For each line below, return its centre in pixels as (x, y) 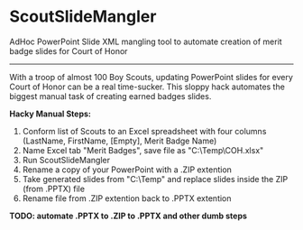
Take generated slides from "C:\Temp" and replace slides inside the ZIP (155, 179)
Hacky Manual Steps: (50, 114)
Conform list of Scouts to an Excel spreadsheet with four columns (144, 131)
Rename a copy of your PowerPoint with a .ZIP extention (127, 170)
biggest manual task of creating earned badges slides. (110, 96)
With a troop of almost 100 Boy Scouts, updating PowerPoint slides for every (151, 77)
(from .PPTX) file (54, 189)
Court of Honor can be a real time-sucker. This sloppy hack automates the (147, 87)
